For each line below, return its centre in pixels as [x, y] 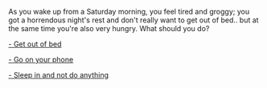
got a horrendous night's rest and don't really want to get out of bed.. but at [133, 20]
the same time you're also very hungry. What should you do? [109, 28]
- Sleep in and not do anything [59, 75]
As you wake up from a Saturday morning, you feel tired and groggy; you [129, 12]
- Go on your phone [41, 60]
